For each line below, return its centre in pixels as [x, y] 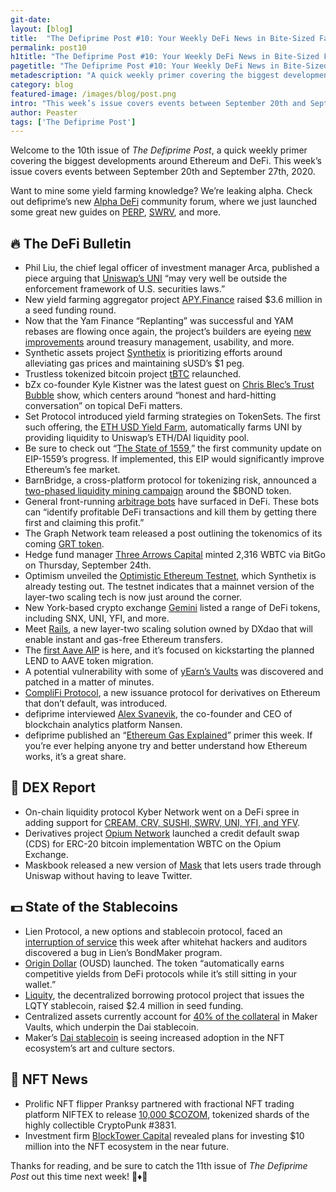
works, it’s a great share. [75, 757]
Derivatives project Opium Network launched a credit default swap [162, 833]
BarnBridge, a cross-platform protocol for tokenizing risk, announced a [170, 480]
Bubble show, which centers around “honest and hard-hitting [150, 395]
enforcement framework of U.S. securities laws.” [125, 289]
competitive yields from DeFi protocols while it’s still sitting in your [160, 973]
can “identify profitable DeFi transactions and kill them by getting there [170, 512]
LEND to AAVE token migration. [89, 661]
